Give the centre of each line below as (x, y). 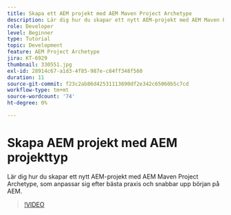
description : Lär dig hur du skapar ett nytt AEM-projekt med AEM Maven (113, 20)
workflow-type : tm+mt (38, 90)
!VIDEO (34, 204)
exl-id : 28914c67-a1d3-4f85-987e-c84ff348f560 (75, 71)
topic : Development (35, 45)
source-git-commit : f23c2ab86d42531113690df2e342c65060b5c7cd (98, 84)
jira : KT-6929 (27, 58)
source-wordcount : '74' (41, 97)
